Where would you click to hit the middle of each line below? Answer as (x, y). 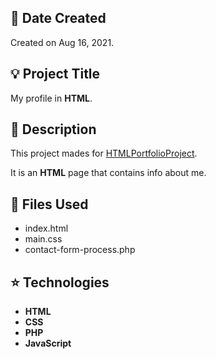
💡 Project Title (55, 74)
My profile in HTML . (51, 98)
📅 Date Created (58, 18)
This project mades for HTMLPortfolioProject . (104, 153)
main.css (43, 239)
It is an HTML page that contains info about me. (108, 173)
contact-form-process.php (80, 250)
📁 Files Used (49, 204)
